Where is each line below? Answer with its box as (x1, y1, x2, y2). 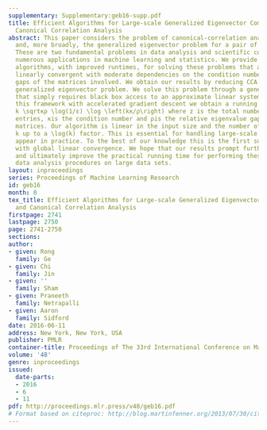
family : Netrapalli (15, 299, 80, 307)
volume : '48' (8, 351, 52, 359)
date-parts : (15, 373, 56, 381)
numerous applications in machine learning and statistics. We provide (15, 56, 258, 64)
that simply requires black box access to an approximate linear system (15, 93, 261, 101)
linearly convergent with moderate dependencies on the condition (15, 71, 240, 79)
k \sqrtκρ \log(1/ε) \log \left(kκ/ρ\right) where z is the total (15, 108, 240, 116)
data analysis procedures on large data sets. (15, 159, 172, 167)
